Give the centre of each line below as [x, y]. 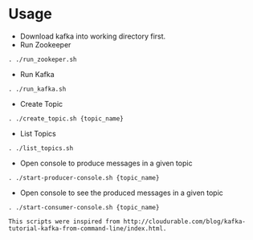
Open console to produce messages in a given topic [106, 163]
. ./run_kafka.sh [37, 89]
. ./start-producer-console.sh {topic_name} [84, 177]
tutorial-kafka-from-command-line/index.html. [88, 228]
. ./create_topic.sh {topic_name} [66, 118]
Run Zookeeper [45, 44]
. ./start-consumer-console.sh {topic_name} [84, 207]
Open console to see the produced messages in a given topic [121, 193]
